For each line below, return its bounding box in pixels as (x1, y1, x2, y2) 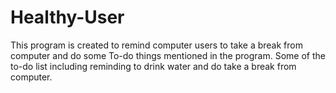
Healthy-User (10, 6, 125, 29)
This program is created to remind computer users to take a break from (10, 39, 303, 51)
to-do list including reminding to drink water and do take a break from (10, 60, 297, 72)
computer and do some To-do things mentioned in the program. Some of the (10, 49, 326, 61)
